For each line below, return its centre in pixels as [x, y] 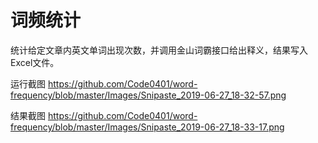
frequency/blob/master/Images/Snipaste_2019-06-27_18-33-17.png [147, 127]
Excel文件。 [35, 62]
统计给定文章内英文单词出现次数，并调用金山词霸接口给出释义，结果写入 [159, 50]
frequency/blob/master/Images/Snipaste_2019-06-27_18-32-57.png [148, 95]
